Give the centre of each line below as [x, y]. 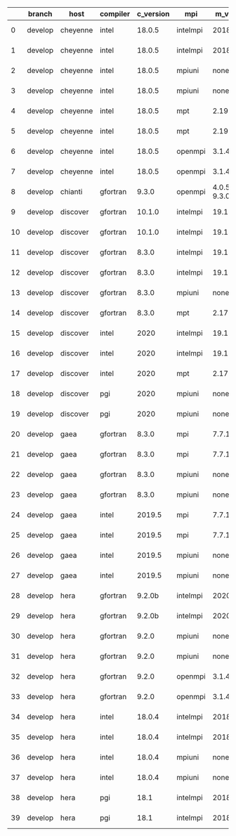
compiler [115, 14]
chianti [71, 191]
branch [40, 14]
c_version [153, 14]
